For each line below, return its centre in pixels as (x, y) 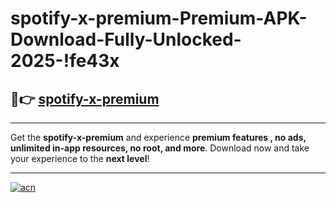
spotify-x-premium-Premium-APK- (159, 18)
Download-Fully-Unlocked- (126, 39)
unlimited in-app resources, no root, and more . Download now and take (160, 148)
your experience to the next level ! (80, 158)
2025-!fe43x (65, 61)
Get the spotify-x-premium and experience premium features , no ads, (158, 137)
